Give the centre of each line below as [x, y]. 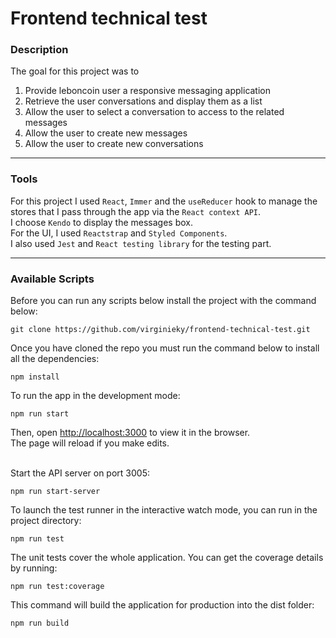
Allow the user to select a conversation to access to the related [154, 112]
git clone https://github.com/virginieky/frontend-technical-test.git [160, 330]
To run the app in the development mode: [95, 396]
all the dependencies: [55, 359]
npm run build [40, 623]
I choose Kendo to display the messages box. [101, 222]
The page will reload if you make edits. [90, 443]
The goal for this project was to [75, 71]
